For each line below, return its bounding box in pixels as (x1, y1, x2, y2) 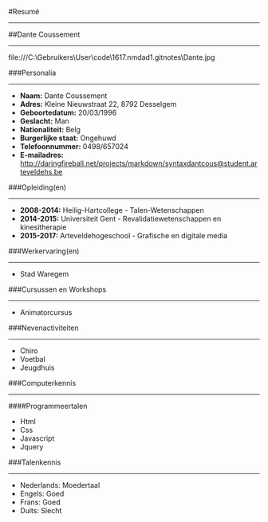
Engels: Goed (19, 489, 65, 498)
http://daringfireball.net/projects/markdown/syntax (19, 159, 187, 168)
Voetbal (19, 355, 45, 363)
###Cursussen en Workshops (8, 285, 107, 294)
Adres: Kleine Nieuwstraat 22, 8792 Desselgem (19, 100, 177, 108)
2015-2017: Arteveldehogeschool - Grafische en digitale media (19, 231, 228, 240)
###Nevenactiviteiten (8, 323, 80, 332)
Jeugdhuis (19, 363, 55, 372)
